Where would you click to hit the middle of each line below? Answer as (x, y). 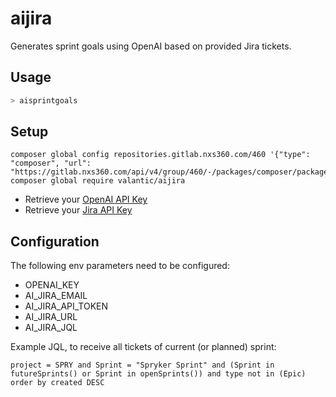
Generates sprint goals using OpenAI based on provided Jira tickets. (151, 46)
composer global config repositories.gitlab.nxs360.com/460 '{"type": (160, 155)
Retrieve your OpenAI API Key (86, 199)
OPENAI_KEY (52, 285)
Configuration (55, 241)
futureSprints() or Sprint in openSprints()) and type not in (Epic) (158, 374)
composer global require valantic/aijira (98, 181)
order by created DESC (57, 383)
